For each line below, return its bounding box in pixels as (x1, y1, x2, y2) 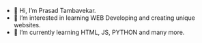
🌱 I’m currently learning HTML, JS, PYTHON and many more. (13, 28, 185, 36)
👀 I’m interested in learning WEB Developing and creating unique (13, 14, 196, 22)
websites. (13, 21, 41, 29)
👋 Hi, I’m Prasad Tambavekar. (13, 7, 97, 14)
